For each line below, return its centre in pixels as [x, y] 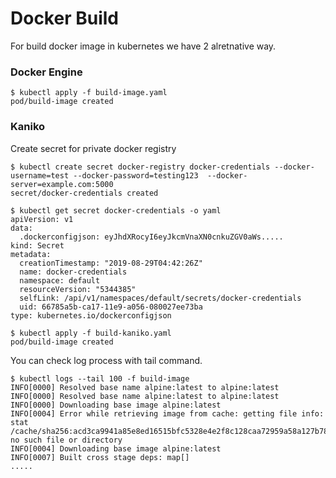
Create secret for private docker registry [93, 148]
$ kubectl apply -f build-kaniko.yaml [91, 333]
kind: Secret [37, 245]
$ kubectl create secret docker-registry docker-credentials [140, 167]
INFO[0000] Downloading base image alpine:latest [116, 405]
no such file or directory [66, 440]
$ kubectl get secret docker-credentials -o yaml [116, 210]
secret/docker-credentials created [84, 193]
